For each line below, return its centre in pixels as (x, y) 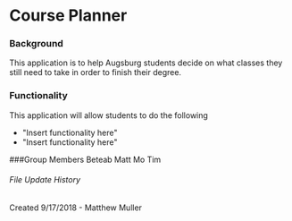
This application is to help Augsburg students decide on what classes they (146, 63)
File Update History (45, 180)
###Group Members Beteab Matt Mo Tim (85, 159)
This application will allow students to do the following (108, 115)
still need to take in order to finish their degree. (95, 72)
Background (37, 44)
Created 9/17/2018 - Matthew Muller (76, 208)
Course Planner (68, 16)
